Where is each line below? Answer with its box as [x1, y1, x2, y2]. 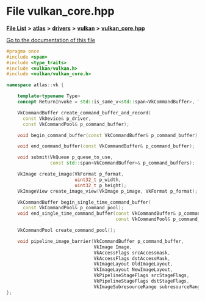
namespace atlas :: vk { [6, 82, 64, 88]
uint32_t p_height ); [74, 182, 127, 188]
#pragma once [6, 48, 40, 54]
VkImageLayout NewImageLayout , [93, 267, 173, 273]
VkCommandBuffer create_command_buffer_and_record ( [17, 110, 151, 116]
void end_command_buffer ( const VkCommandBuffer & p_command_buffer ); [17, 143, 195, 149]
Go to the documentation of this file [6, 36, 96, 43]
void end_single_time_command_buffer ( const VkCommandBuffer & [17, 210, 176, 217]
